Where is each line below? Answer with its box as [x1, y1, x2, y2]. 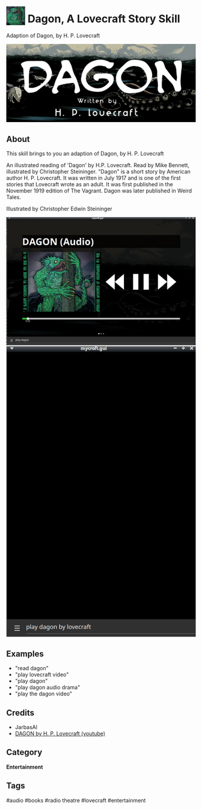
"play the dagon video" [14, 690, 73, 697]
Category [6, 747, 43, 757]
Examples [6, 649, 44, 659]
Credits [6, 707, 35, 718]
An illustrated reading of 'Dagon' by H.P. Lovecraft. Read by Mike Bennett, [6, 161, 190, 168]
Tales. [6, 193, 21, 201]
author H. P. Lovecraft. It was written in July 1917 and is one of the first [6, 174, 181, 182]
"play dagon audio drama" [14, 684, 81, 691]
